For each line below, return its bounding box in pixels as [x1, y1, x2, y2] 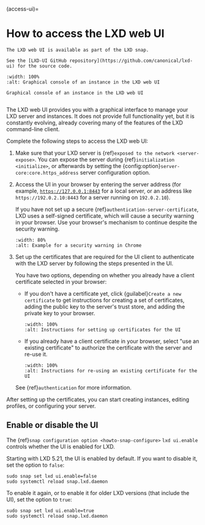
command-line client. [6, 125, 60, 132]
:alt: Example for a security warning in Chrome [15, 242, 142, 248]
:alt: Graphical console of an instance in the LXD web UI [6, 79, 160, 85]
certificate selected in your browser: [15, 278, 107, 285]
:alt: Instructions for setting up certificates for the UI [24, 326, 181, 333]
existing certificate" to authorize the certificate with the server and [24, 343, 193, 351]
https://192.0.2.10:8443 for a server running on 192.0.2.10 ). [15, 193, 171, 201]
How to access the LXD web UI [6, 27, 165, 40]
